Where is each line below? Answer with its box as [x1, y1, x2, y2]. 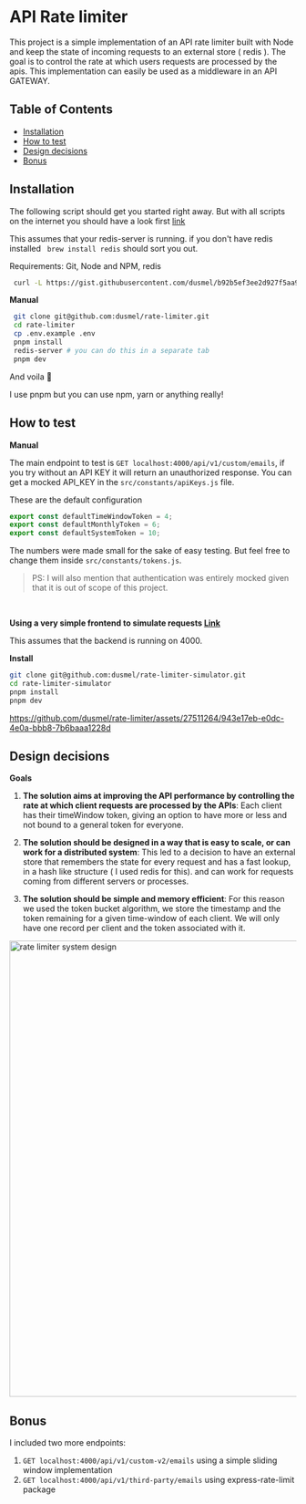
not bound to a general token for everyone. [22, 819, 184, 831]
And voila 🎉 [9, 371, 53, 382]
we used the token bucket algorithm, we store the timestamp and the [22, 903, 281, 914]
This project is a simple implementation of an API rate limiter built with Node [9, 36, 294, 47]
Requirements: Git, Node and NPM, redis [9, 260, 162, 271]
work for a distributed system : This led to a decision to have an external [22, 846, 296, 858]
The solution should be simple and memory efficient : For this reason [22, 894, 285, 905]
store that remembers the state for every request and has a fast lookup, [22, 856, 291, 867]
